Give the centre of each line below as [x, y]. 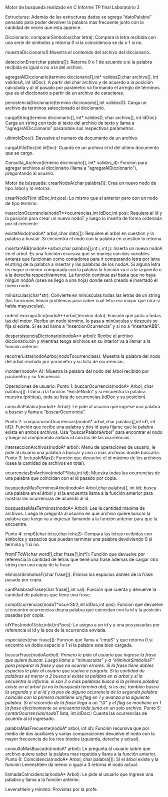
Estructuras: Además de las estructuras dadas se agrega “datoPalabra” [78, 17]
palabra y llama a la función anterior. [43, 779]
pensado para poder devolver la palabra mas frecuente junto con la [74, 22]
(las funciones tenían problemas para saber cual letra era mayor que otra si [82, 300]
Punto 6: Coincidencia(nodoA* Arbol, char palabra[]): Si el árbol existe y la [82, 759]
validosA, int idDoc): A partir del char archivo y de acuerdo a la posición [79, 82]
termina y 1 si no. [22, 544]
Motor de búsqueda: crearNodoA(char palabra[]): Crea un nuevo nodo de [81, 183]
